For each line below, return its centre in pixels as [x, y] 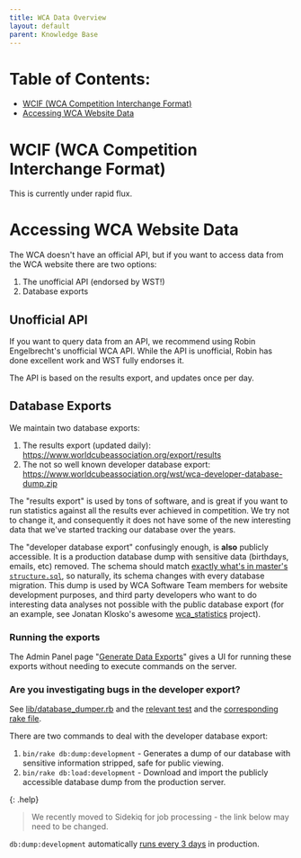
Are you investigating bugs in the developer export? [125, 690]
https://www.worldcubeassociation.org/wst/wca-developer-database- [152, 474]
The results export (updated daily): [86, 445]
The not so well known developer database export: [116, 464]
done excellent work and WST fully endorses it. [97, 360]
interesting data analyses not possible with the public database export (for [147, 604]
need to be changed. [70, 827]
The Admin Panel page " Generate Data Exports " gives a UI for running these [150, 657]
